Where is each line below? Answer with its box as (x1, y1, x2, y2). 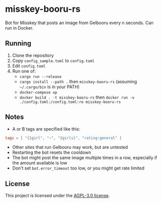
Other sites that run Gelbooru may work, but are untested (12, 144, 128, 150)
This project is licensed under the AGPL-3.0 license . (5, 193, 110, 199)
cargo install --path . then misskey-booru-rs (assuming (19, 78, 137, 84)
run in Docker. (5, 25, 33, 31)
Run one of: (12, 68, 36, 74)
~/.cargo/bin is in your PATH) (19, 84, 80, 90)
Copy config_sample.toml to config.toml (12, 58, 95, 64)
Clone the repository (12, 52, 54, 58)
